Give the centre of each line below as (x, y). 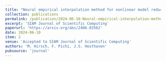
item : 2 (13, 37)
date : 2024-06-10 (23, 32)
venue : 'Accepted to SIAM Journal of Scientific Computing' (68, 42)
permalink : (16, 19)
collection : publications (32, 14)
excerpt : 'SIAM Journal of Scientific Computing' (57, 23)
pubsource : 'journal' (27, 51)
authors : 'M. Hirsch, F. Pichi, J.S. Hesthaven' (56, 46)
